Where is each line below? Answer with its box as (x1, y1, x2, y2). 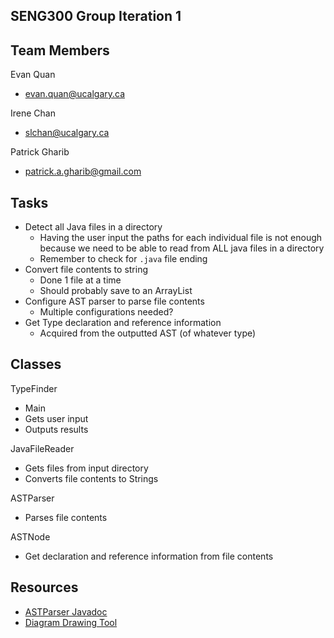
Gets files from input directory (24, 462, 149, 474)
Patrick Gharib (10, 146, 70, 158)
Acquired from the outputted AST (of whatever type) (39, 327, 257, 339)
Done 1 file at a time (39, 274, 122, 286)
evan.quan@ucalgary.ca (24, 88, 126, 100)
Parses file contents (24, 511, 108, 523)
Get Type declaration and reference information (24, 317, 222, 329)
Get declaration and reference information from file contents (24, 550, 274, 562)
